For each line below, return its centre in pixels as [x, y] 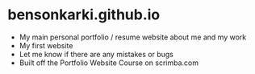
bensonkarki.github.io [84, 15]
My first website [46, 45]
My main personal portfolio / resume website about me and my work [133, 37]
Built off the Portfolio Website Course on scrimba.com [109, 63]
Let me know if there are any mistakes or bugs [96, 54]
